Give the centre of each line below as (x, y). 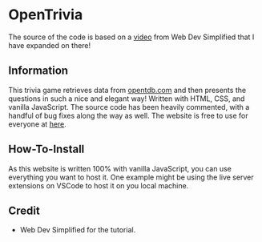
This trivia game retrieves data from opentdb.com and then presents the (127, 90)
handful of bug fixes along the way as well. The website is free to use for (128, 115)
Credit (24, 210)
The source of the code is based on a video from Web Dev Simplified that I (131, 37)
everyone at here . (37, 124)
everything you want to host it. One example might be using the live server (131, 177)
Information (38, 71)
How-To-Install (46, 149)
